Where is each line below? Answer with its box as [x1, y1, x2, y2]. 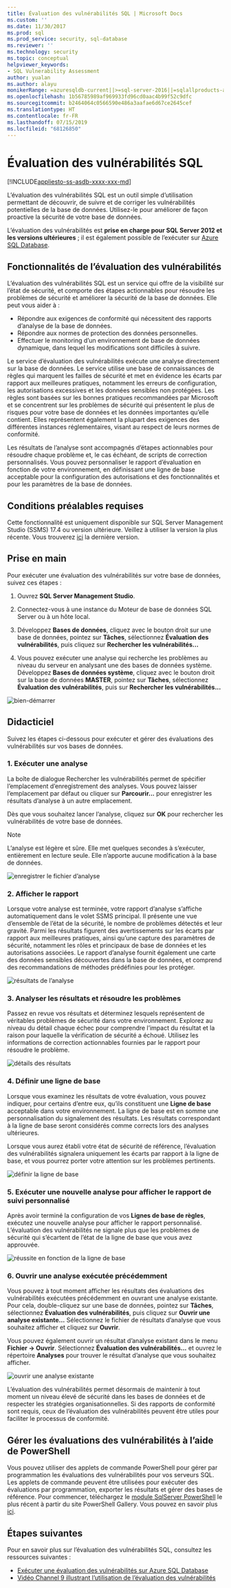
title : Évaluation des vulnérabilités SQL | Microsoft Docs [7, 10, 184, 17]
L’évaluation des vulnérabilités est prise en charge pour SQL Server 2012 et [7, 226, 223, 235]
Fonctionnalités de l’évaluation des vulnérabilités [7, 261, 222, 273]
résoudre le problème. [7, 1046, 70, 1054]
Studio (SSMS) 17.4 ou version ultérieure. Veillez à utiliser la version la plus [7, 525, 218, 533]
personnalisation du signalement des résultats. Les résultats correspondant [7, 1114, 221, 1122]
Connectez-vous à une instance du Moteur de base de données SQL [16, 605, 212, 613]
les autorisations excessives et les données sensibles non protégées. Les [7, 386, 215, 394]
